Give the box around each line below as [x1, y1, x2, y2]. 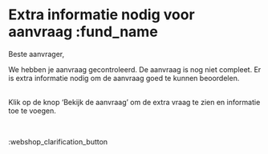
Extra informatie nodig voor [8, 6, 195, 24]
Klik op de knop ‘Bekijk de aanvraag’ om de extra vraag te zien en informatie [8, 97, 261, 107]
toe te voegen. [8, 106, 56, 115]
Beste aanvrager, [8, 49, 65, 59]
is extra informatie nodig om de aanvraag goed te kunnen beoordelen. [8, 73, 240, 83]
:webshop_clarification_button [8, 136, 108, 146]
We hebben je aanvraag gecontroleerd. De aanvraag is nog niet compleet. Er [8, 64, 262, 74]
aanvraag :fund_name [8, 22, 158, 41]
